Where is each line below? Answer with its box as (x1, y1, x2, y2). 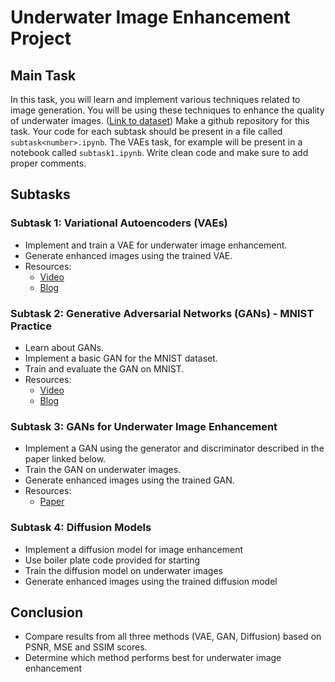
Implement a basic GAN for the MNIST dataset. (24, 352, 218, 364)
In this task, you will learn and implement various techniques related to (10, 94, 301, 105)
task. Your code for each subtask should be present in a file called (10, 126, 283, 137)
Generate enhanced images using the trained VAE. (24, 249, 233, 261)
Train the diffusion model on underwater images (24, 564, 223, 576)
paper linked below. (24, 453, 107, 465)
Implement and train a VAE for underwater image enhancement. (24, 239, 288, 251)
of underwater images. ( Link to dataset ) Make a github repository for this (10, 115, 310, 126)
